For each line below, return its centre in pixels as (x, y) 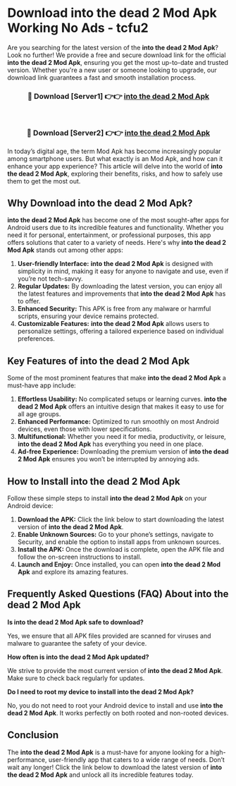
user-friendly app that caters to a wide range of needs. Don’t (137, 759)
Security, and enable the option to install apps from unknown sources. (119, 542)
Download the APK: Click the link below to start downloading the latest (120, 519)
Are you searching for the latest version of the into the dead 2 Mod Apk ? (113, 47)
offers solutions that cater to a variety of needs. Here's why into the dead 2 (117, 243)
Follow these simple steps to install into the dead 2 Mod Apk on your (107, 498)
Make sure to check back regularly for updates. (76, 678)
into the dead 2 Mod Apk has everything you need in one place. (110, 444)
